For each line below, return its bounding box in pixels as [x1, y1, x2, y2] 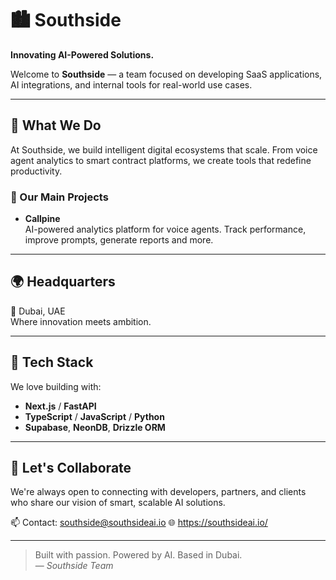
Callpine [24, 213, 61, 225]
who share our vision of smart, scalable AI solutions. [10, 497, 226, 509]
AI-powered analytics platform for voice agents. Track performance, [24, 223, 307, 236]
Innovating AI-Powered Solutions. [10, 48, 155, 61]
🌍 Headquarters [10, 273, 116, 291]
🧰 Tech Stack [10, 354, 94, 371]
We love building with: [10, 380, 102, 392]
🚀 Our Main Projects [10, 190, 109, 204]
